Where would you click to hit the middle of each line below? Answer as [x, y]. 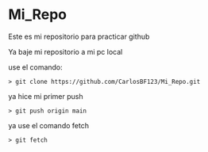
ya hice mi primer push [46, 96]
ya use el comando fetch [49, 125]
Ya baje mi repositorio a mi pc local [65, 51]
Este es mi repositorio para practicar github [79, 36]
